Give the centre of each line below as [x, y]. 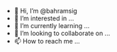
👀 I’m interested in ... [44, 18]
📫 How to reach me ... [47, 41]
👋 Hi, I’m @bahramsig [46, 11]
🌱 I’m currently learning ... [52, 26]
